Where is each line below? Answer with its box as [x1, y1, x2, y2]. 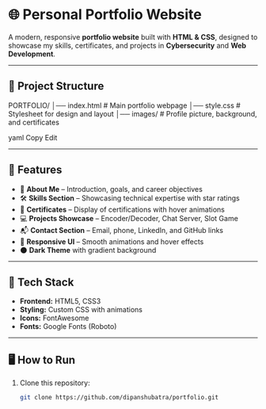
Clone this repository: [19, 378, 90, 388]
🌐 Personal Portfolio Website [8, 6, 202, 24]
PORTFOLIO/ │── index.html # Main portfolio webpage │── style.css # [8, 101, 241, 110]
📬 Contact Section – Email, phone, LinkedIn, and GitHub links [19, 225, 224, 235]
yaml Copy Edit [8, 132, 58, 142]
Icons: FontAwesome [19, 313, 89, 323]
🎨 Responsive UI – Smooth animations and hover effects [19, 236, 204, 247]
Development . [8, 49, 55, 59]
